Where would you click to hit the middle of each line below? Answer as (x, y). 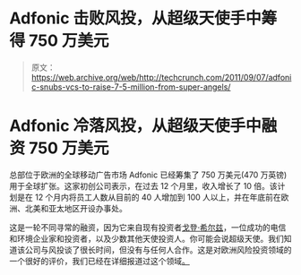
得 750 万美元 (59, 41)
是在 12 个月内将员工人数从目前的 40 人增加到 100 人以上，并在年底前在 (149, 197)
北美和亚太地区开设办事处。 (76, 208)
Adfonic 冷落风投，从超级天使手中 (135, 126)
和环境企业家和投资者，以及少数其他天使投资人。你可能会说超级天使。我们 (146, 238)
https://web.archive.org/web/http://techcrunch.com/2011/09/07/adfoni (161, 77)
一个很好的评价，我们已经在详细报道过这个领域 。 (99, 261)
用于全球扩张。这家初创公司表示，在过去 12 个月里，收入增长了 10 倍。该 (143, 185)
